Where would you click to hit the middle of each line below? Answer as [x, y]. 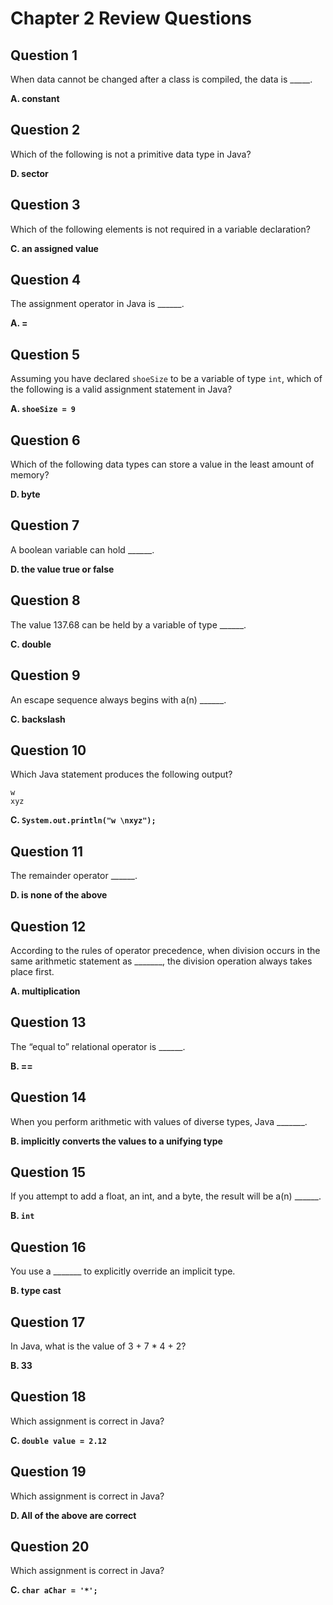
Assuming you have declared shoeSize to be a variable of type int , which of [166, 379]
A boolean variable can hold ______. [82, 549]
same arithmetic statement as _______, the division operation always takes [161, 961]
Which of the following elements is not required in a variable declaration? [160, 229]
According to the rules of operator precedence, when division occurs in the [165, 950]
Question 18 [48, 1397]
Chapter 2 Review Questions [131, 18]
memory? [30, 475]
